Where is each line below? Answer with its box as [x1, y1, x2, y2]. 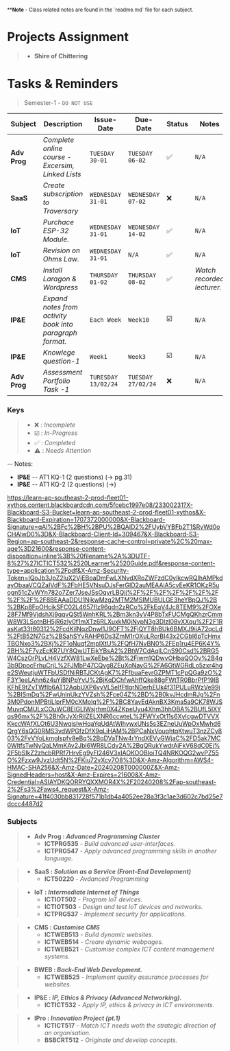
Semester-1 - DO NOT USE [23, 98, 94, 106]
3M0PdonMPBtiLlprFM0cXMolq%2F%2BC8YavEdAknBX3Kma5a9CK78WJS [7, 698, 223, 706]
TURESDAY [90, 373, 118, 381]
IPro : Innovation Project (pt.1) [34, 1014, 121, 1022]
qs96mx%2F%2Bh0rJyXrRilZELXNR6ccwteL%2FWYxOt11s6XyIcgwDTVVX [7, 712, 220, 720]
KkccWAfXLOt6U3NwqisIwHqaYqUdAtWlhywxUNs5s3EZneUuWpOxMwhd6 [7, 720, 221, 728]
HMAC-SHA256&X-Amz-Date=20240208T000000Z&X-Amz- [7, 764, 180, 772]
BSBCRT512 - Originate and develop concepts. [44, 1036, 178, 1044]
